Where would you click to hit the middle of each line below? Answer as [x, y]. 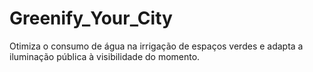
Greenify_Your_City [91, 18]
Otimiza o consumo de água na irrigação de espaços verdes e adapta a [156, 46]
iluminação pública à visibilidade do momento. [105, 56]
